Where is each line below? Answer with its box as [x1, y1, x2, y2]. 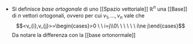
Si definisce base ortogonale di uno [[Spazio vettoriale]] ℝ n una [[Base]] [11, 5, 188, 12]
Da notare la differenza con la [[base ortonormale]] [11, 32, 136, 39]
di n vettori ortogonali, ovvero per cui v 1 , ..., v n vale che [11, 12, 145, 21]
